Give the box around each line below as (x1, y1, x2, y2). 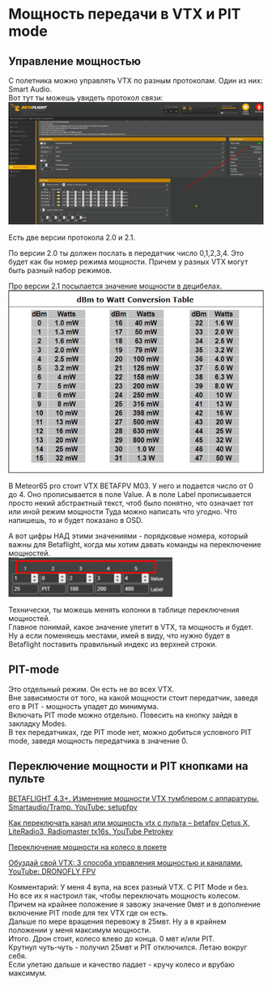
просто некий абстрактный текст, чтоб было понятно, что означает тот (8, 499, 254, 508)
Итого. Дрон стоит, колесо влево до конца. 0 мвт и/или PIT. (8, 933, 215, 943)
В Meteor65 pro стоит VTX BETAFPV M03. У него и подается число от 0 (8, 481, 253, 491)
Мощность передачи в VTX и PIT (8, 5, 241, 23)
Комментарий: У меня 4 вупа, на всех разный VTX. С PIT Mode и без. (8, 882, 249, 891)
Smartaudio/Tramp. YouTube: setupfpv (8, 802, 138, 812)
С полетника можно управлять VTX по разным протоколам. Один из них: (8, 76, 263, 85)
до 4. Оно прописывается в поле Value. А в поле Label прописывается (8, 490, 252, 499)
